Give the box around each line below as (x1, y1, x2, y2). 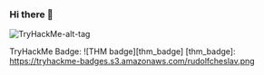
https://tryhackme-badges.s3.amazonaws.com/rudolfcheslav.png (9, 56, 256, 67)
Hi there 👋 (9, 8, 54, 21)
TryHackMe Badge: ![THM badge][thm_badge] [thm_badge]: (9, 46, 236, 57)
